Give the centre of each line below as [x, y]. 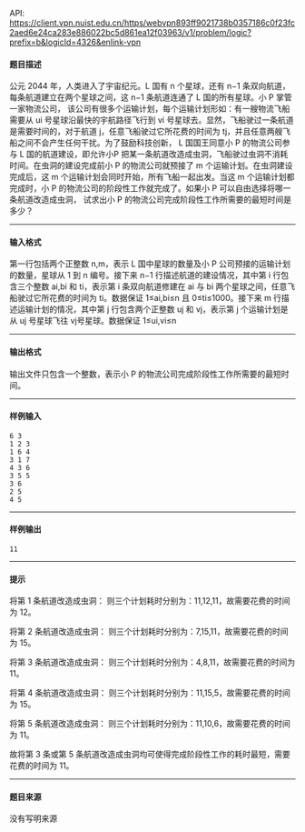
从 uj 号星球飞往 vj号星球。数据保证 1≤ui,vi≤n [93, 321]
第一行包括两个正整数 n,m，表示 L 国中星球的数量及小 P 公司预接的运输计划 [150, 264]
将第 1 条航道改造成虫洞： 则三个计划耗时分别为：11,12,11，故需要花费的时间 [150, 601]
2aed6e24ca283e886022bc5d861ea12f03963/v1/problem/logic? [131, 32]
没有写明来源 [33, 818]
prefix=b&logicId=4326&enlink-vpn [75, 42]
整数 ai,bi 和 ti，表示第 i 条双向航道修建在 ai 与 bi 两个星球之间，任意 [160, 286]
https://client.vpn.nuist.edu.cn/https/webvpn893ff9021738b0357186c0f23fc [152, 23]
